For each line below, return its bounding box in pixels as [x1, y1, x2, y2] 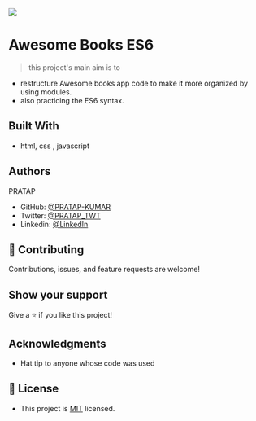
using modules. [20, 86, 72, 97]
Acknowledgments [8, 336, 107, 350]
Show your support [8, 287, 108, 301]
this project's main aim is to [28, 62, 120, 72]
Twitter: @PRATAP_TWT [20, 210, 102, 220]
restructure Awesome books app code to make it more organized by [20, 78, 249, 88]
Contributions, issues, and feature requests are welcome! [8, 265, 201, 274]
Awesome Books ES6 [8, 36, 154, 55]
